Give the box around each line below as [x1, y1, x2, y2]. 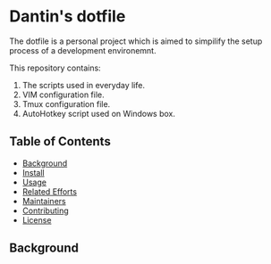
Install [21, 167, 45, 177]
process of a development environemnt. [9, 45, 157, 55]
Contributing [21, 205, 69, 216]
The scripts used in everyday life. [21, 79, 146, 90]
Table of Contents [9, 134, 112, 149]
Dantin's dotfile [9, 6, 126, 27]
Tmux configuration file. [21, 98, 111, 109]
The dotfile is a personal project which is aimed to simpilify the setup [9, 36, 263, 46]
